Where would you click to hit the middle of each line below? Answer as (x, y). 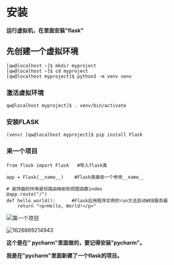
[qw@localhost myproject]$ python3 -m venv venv (69, 76)
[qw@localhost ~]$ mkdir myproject (51, 65)
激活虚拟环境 (25, 93)
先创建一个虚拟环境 (42, 51)
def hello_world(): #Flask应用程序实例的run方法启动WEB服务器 (87, 201)
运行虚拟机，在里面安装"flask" (45, 30)
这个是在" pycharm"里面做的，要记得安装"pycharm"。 (76, 243)
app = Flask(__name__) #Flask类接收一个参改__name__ (75, 177)
